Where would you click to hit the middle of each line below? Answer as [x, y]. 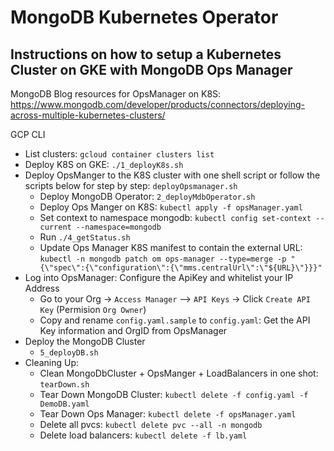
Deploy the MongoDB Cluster [85, 341]
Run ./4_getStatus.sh [85, 237]
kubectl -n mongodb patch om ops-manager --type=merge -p [163, 259]
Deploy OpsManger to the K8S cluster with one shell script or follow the [172, 175]
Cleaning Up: [52, 362]
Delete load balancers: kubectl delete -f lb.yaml [143, 435]
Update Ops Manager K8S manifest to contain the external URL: [171, 247]
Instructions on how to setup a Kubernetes [146, 54]
